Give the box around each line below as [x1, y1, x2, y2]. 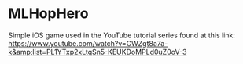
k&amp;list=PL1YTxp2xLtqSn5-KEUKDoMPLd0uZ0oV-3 [8, 47, 187, 56]
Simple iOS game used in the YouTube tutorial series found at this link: [8, 30, 236, 40]
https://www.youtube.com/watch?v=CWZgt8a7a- [8, 38, 168, 48]
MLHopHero [8, 5, 89, 23]
